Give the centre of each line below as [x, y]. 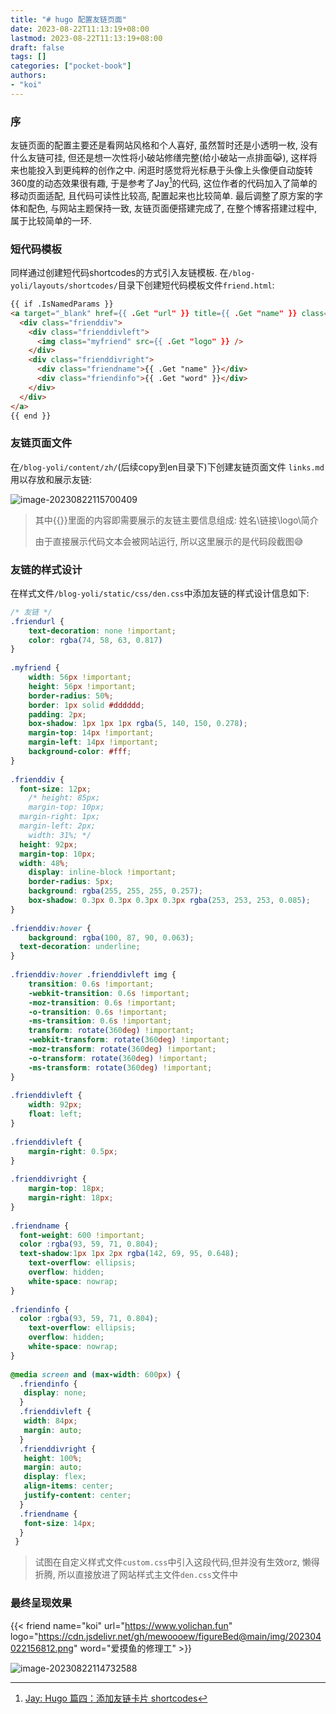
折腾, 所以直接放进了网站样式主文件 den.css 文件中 [136, 1575]
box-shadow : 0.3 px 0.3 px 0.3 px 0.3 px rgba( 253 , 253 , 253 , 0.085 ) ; [169, 901]
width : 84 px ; [50, 1421]
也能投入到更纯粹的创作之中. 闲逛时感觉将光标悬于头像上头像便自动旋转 [165, 170]
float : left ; [55, 1114]
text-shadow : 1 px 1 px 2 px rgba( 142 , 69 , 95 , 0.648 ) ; [129, 1254]
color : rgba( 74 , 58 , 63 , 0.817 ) [95, 640]
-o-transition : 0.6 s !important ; [98, 1012]
